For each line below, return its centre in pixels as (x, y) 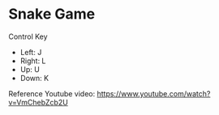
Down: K (34, 78)
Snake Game (52, 14)
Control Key (28, 36)
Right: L (33, 61)
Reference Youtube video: (52, 93)
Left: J (31, 52)
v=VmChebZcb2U (39, 102)
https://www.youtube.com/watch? (154, 93)
